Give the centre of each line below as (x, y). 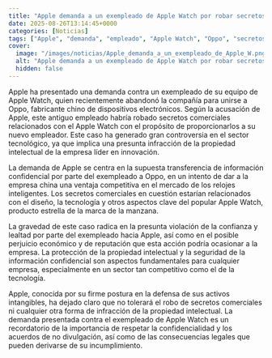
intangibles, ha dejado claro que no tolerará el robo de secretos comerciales (136, 302)
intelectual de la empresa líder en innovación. (84, 151)
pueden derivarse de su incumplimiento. (76, 345)
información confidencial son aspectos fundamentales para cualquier (124, 261)
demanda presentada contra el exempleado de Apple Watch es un (119, 319)
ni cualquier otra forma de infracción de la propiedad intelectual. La (121, 311)
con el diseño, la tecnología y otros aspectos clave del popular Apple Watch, (136, 202)
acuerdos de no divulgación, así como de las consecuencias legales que (130, 336)
